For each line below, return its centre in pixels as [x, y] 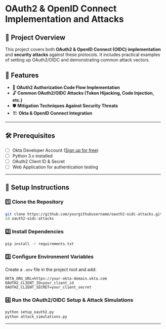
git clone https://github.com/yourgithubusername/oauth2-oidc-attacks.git [84, 214]
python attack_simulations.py [36, 317]
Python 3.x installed [32, 156]
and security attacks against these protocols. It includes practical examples [83, 55]
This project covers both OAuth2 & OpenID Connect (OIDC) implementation [83, 49]
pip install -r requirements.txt [40, 244]
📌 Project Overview [35, 37]
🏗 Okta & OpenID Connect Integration [52, 113]
